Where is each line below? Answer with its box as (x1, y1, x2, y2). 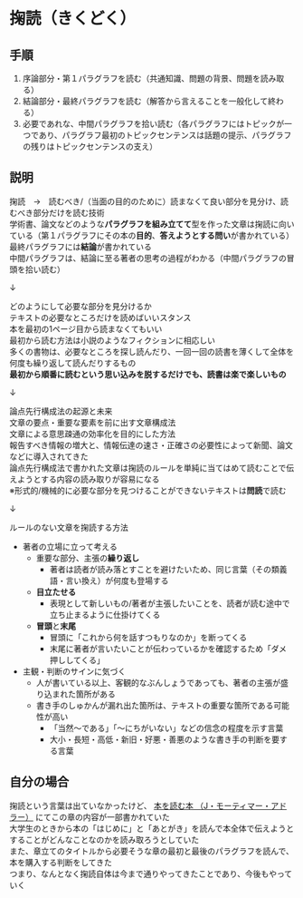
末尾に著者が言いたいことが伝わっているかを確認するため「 (49, 643, 271, 654)
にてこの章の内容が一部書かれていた (34, 811, 170, 822)
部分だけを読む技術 (33, 207, 105, 218)
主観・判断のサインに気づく (22, 666, 127, 677)
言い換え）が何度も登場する (65, 575, 169, 586)
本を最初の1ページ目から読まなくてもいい (9, 323, 163, 334)
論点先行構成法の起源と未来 (9, 405, 113, 416)
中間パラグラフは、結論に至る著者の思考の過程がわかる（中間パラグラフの (9, 252, 287, 263)
